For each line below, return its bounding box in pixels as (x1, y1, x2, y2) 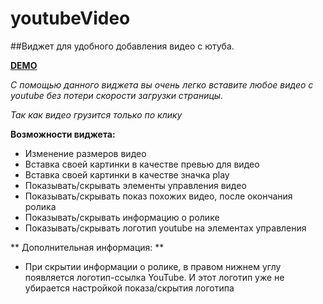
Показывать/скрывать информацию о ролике (24, 211, 220, 223)
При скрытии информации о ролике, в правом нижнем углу (24, 260, 282, 272)
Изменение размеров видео (24, 147, 147, 159)
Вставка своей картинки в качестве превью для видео (24, 158, 260, 170)
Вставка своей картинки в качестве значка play (24, 168, 230, 181)
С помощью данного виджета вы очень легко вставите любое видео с (10, 78, 314, 91)
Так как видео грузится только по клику (10, 108, 183, 121)
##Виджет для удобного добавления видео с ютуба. (10, 40, 235, 52)
